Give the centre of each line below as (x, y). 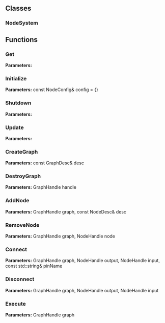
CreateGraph (22, 152)
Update (15, 127)
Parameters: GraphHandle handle (41, 187)
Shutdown (18, 103)
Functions (22, 40)
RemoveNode (22, 225)
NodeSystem (22, 23)
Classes (18, 8)
